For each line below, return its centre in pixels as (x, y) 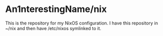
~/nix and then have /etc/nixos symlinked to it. (53, 28)
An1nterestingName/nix (56, 9)
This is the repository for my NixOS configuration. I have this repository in (82, 23)
